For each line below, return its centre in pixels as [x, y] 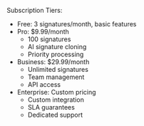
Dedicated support [55, 115]
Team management [56, 77]
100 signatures [49, 39]
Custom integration [56, 100]
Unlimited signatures [58, 69]
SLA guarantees [51, 107]
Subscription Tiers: [35, 10]
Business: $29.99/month [53, 62]
